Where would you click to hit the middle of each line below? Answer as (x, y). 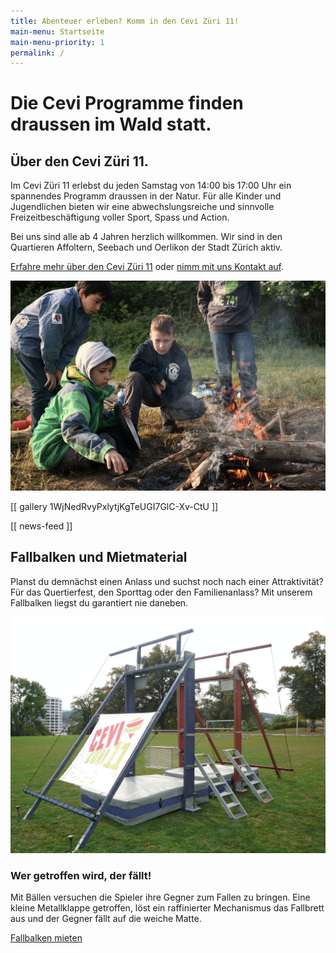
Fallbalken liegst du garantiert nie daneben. (99, 602)
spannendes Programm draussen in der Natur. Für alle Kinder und (146, 196)
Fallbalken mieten (46, 938)
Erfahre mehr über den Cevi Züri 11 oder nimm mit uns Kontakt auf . (147, 267)
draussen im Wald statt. (111, 124)
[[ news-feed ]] (41, 526)
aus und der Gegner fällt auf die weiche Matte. (106, 919)
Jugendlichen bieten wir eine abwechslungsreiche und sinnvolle (142, 207)
